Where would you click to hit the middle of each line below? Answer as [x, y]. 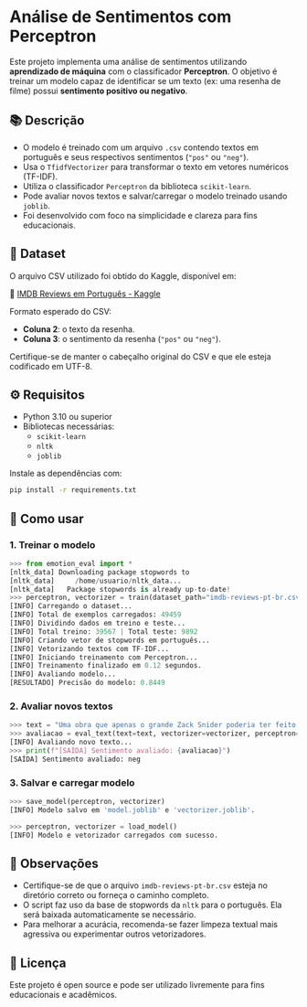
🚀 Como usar [47, 519]
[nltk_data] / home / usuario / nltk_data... [95, 581]
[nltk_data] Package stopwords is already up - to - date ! [120, 589]
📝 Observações [54, 863]
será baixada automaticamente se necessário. [109, 915]
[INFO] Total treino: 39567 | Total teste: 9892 [104, 632]
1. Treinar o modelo [53, 544]
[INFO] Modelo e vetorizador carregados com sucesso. [114, 835]
